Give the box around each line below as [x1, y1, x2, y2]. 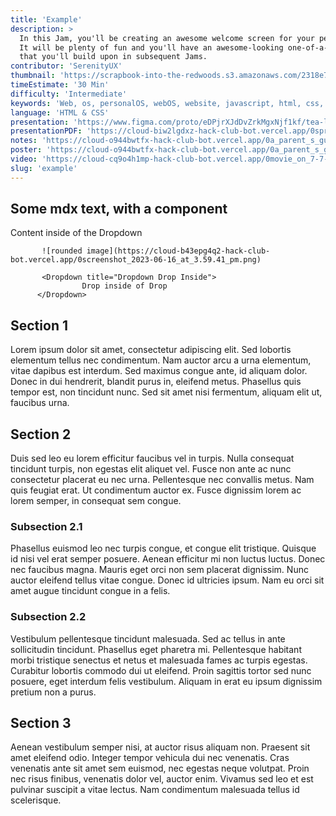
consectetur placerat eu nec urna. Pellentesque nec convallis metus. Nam [10, 474, 315, 486]
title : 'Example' [10, 14, 83, 25]
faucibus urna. [10, 397, 70, 409]
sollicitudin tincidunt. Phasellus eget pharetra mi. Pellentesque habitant [10, 643, 302, 655]
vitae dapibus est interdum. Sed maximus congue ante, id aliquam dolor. [10, 365, 308, 377]
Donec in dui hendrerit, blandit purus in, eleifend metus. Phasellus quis [10, 376, 302, 388]
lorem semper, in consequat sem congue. [10, 495, 182, 507]
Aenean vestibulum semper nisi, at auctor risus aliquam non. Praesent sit [10, 741, 311, 753]
